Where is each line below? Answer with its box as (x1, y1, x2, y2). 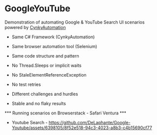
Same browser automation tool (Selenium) (11, 43, 97, 49)
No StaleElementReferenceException (11, 72, 87, 78)
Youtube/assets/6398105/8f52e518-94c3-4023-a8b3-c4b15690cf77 (11, 125, 152, 131)
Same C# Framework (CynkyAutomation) (11, 34, 95, 40)
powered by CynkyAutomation (4, 24, 66, 30)
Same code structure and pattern (11, 53, 79, 59)
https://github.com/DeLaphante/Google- (48, 119, 131, 125)
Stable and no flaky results (11, 100, 66, 106)
